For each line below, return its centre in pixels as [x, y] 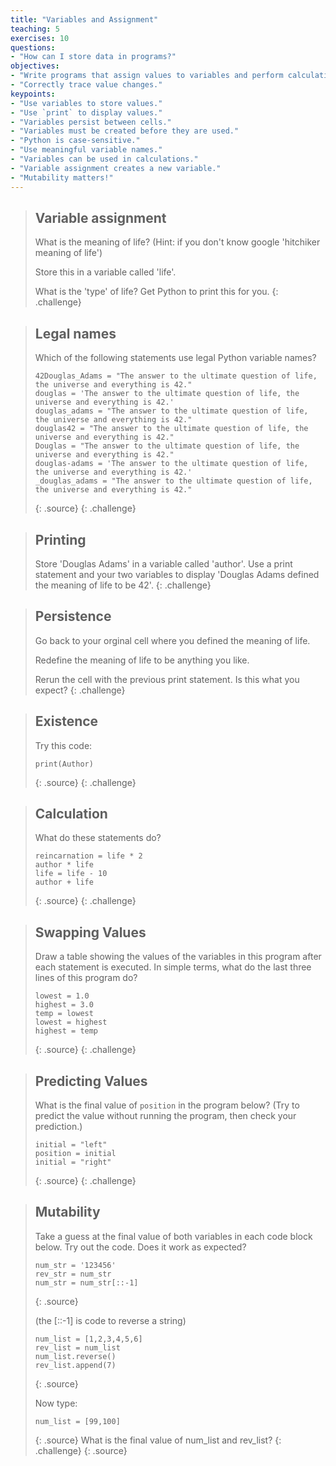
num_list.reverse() [75, 1356]
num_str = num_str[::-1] [86, 1282]
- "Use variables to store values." [86, 103]
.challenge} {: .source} [81, 1450]
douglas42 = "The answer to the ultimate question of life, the [171, 429]
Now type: [56, 1403]
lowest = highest [71, 1022]
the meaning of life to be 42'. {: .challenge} [123, 585]
